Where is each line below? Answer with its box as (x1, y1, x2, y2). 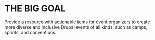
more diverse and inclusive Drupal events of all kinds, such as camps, (4, 24, 148, 30)
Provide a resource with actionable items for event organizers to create (4, 19, 150, 25)
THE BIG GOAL (4, 3, 66, 14)
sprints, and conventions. (4, 29, 57, 35)
